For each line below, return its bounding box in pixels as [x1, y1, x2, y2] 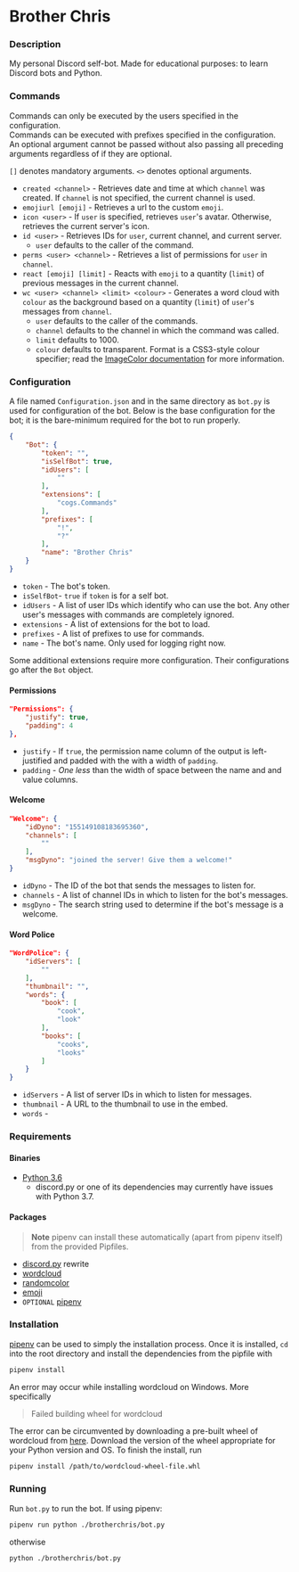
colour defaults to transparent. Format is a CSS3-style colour [35, 343, 260, 354]
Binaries [9, 1152, 41, 1163]
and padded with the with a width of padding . [53, 755, 219, 766]
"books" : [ [41, 1032, 82, 1041]
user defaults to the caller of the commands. [35, 315, 198, 326]
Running [9, 1483, 47, 1495]
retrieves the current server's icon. [21, 220, 149, 231]
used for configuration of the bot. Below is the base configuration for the [9, 406, 276, 416]
